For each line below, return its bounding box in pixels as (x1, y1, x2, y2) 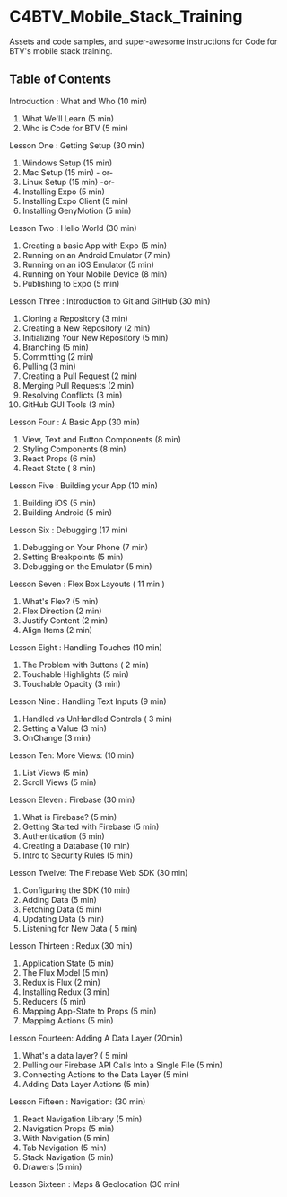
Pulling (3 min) (22, 361, 76, 371)
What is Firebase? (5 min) (22, 811, 117, 822)
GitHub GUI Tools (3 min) (22, 398, 116, 410)
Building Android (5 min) (22, 506, 112, 518)
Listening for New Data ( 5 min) (22, 923, 138, 933)
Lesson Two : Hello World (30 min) (9, 222, 137, 233)
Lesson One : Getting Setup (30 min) (9, 139, 145, 150)
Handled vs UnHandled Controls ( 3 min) (22, 713, 173, 724)
